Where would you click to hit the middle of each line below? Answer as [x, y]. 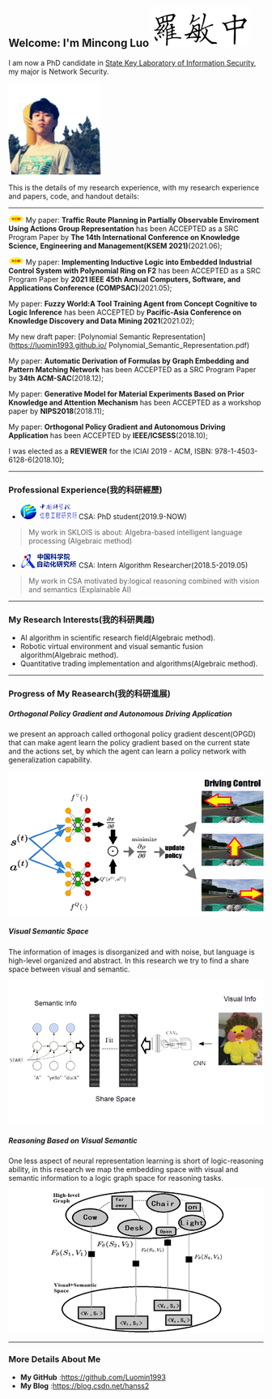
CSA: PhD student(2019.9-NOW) [133, 517]
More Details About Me [55, 1359]
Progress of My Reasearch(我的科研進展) [90, 694]
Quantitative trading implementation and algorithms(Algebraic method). [139, 663]
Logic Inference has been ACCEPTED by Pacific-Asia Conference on [125, 312]
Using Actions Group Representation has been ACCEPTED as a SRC [123, 228]
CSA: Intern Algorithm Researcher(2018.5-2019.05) [163, 565]
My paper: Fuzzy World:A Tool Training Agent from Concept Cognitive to [133, 303]
